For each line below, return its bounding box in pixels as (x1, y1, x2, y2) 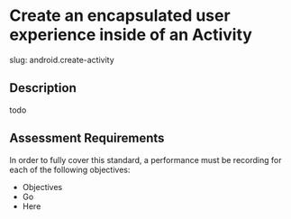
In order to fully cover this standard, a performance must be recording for (9, 154, 282, 165)
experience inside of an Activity (9, 24, 252, 45)
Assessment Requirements (9, 131, 165, 146)
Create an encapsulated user (9, 5, 232, 26)
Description (9, 80, 77, 96)
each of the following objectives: (9, 164, 131, 175)
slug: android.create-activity (9, 54, 114, 65)
